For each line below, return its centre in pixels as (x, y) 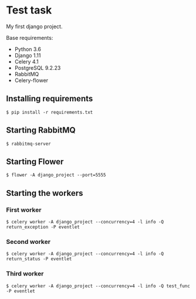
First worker (24, 210)
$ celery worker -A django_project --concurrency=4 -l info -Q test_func (98, 286)
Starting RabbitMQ (41, 130)
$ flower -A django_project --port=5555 (56, 175)
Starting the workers (45, 193)
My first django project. (34, 26)
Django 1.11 (28, 55)
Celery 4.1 (27, 62)
